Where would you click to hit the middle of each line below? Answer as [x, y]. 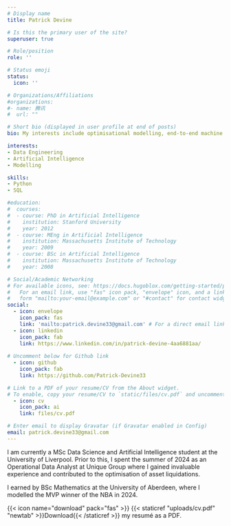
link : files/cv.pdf [47, 414]
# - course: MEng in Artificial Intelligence [75, 235]
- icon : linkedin [38, 331]
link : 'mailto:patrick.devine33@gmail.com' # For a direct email [115, 324]
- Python [20, 184]
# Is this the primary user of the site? [67, 32]
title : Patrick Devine [40, 20]
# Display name [29, 13]
